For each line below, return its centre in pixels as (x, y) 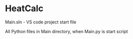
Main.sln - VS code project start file (41, 22)
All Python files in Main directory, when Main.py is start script (66, 31)
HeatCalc (24, 9)
